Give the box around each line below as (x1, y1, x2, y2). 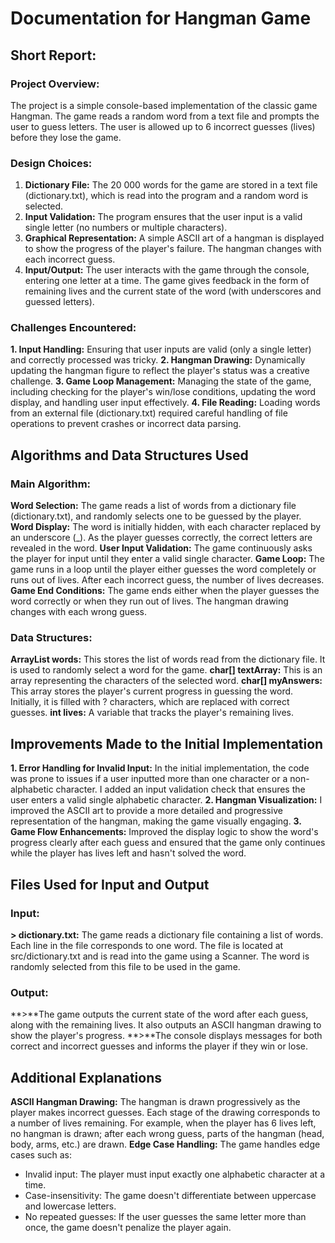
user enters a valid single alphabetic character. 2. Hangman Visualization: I (10, 794, 323, 806)
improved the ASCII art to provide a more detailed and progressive (10, 805, 283, 817)
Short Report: (10, 47, 97, 64)
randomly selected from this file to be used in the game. (10, 960, 241, 972)
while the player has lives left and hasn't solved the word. (10, 847, 247, 859)
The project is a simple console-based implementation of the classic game (10, 99, 318, 111)
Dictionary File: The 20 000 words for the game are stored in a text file (24, 179, 318, 191)
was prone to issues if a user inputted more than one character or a (10, 773, 288, 785)
